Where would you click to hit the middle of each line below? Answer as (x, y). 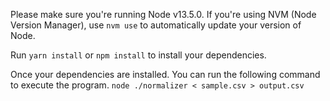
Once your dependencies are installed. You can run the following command (165, 74)
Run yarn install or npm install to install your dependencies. (138, 55)
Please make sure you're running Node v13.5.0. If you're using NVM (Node (163, 14)
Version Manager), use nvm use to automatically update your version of (156, 25)
